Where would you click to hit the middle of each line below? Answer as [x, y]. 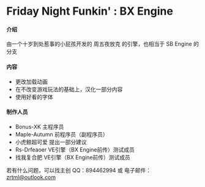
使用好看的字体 [34, 97]
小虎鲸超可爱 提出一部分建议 [51, 142]
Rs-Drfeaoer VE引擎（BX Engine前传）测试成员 [75, 149]
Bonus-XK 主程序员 [39, 127]
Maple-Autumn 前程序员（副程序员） [61, 134]
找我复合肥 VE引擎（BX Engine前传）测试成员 [73, 157]
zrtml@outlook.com [31, 177]
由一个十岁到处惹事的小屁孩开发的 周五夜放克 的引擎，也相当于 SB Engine [99, 44]
